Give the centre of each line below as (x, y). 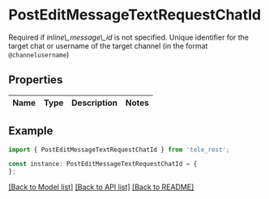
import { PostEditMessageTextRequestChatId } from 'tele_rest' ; (119, 150)
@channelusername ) (39, 54)
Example (31, 131)
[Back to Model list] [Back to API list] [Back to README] (101, 187)
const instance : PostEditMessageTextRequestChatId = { (103, 164)
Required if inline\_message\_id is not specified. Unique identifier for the (129, 37)
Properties (36, 80)
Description (94, 103)
